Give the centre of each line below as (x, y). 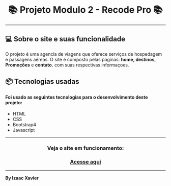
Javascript (24, 130)
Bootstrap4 (24, 125)
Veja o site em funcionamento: (85, 148)
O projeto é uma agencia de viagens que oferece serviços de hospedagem (84, 54)
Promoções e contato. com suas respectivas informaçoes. (67, 65)
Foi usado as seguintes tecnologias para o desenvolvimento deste (77, 97)
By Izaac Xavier (22, 178)
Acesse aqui (85, 162)
